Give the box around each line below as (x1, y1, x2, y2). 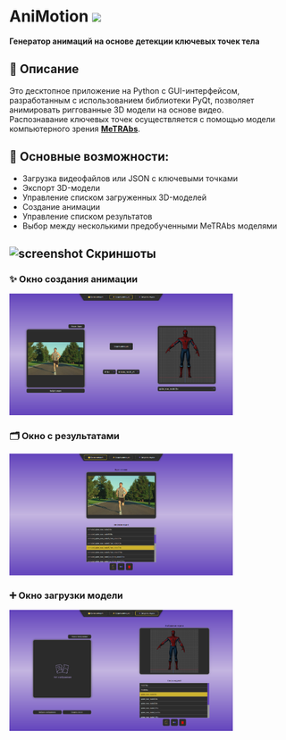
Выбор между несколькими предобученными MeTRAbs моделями (21, 220, 278, 231)
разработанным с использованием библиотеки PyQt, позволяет (9, 95, 255, 105)
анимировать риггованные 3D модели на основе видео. (9, 104, 224, 115)
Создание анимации (21, 201, 101, 212)
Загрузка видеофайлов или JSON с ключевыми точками (21, 172, 239, 184)
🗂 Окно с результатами (9, 429, 120, 442)
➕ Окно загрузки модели (9, 589, 123, 602)
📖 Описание (9, 62, 80, 77)
